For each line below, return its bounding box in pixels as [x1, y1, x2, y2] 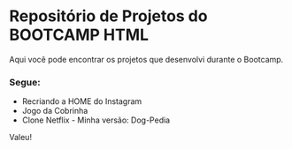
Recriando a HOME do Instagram [21, 96, 142, 107]
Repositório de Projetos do [9, 6, 208, 26]
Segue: [9, 76, 42, 88]
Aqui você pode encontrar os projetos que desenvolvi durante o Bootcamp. [9, 54, 284, 64]
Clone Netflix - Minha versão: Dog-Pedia [21, 115, 171, 125]
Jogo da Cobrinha [21, 106, 88, 116]
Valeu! [9, 132, 33, 143]
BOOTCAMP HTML [9, 25, 149, 45]
